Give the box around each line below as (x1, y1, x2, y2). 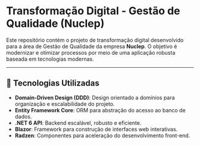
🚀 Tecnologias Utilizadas (6, 78, 99, 89)
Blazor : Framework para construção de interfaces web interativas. (14, 125, 178, 133)
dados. (14, 113, 32, 120)
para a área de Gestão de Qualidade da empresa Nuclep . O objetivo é (6, 43, 177, 50)
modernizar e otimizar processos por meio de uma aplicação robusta (6, 49, 176, 56)
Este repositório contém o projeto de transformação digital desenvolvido (6, 36, 184, 43)
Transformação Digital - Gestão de (6, 4, 180, 18)
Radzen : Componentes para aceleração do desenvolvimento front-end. (14, 132, 190, 139)
